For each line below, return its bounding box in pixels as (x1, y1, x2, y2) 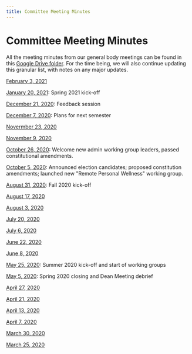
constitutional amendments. (6, 152, 73, 159)
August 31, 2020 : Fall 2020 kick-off (6, 181, 92, 188)
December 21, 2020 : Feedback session (6, 100, 101, 107)
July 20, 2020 (6, 216, 40, 223)
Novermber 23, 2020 (6, 123, 57, 130)
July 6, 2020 (6, 227, 37, 234)
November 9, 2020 (6, 134, 52, 141)
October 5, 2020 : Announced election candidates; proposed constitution (6, 163, 182, 171)
